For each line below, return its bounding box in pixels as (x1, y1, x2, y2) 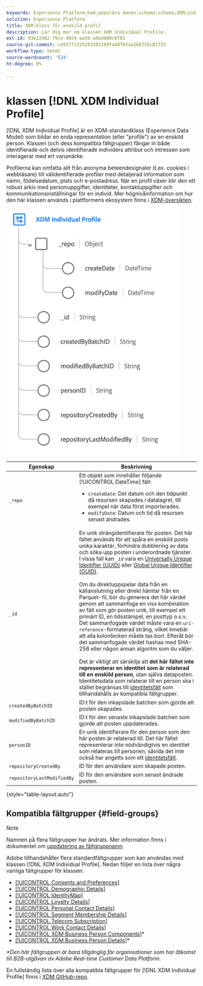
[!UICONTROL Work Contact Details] (14, 924, 106, 931)
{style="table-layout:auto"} (6, 790, 74, 798)
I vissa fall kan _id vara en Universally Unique (79, 555, 192, 562)
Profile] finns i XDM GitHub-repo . (6, 973, 89, 980)
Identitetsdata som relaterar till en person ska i (79, 677, 195, 685)
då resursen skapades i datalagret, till (88, 496, 181, 504)
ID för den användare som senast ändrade (79, 771, 184, 778)
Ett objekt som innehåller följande (79, 472, 162, 479)
